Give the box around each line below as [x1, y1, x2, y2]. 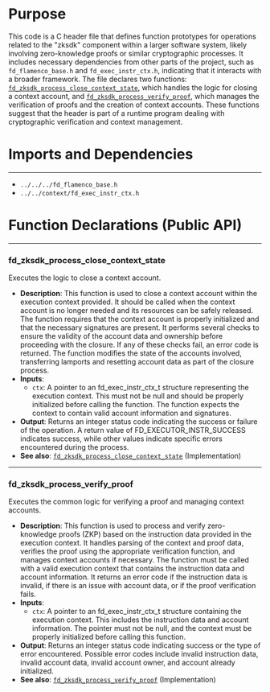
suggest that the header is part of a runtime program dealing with [8, 108, 225, 117]
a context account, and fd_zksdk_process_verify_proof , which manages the [8, 91, 260, 101]
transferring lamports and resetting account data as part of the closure [19, 357, 255, 367]
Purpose [8, 5, 67, 23]
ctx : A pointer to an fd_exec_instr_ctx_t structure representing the [31, 383, 249, 393]
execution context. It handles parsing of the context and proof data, [19, 538, 244, 548]
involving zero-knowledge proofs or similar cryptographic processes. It [8, 48, 243, 58]
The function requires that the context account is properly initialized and [19, 315, 260, 324]
